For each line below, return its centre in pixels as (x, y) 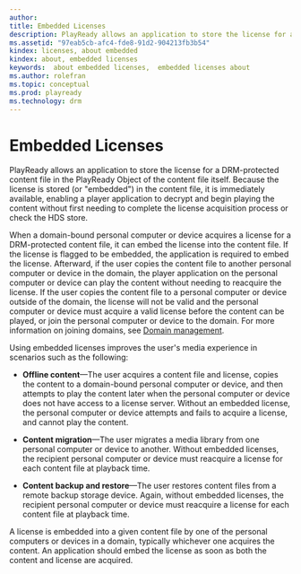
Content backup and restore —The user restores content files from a (149, 486)
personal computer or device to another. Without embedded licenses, (150, 449)
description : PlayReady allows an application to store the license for (148, 34)
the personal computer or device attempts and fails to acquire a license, (155, 413)
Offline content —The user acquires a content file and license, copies (150, 375)
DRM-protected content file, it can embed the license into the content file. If (149, 245)
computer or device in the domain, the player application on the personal (143, 274)
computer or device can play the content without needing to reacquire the (146, 283)
